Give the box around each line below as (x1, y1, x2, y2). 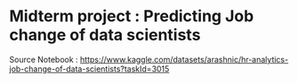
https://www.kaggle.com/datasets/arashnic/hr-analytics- (79, 54, 289, 64)
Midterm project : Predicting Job (9, 6, 254, 26)
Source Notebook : (9, 54, 78, 64)
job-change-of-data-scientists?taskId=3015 (9, 64, 170, 74)
